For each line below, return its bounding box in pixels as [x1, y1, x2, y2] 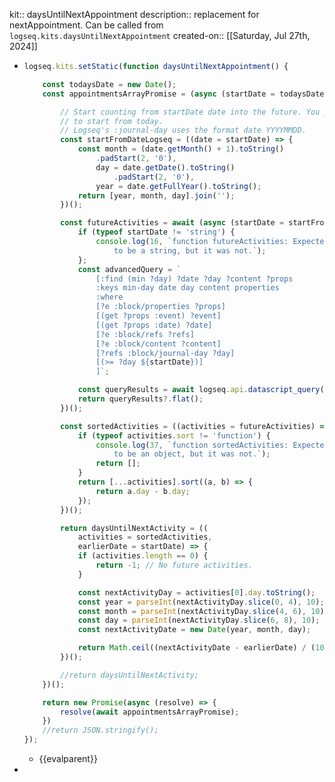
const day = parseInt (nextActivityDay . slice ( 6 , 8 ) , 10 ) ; [77, 615, 321, 626]
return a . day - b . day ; [95, 486, 191, 496]
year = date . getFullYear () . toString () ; [95, 181, 262, 191]
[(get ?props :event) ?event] [95, 311, 222, 321]
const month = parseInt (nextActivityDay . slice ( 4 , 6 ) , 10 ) [77, 606, 325, 616]
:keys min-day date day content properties [95, 283, 280, 293]
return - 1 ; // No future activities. [95, 560, 253, 570]
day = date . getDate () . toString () [95, 162, 236, 173]
